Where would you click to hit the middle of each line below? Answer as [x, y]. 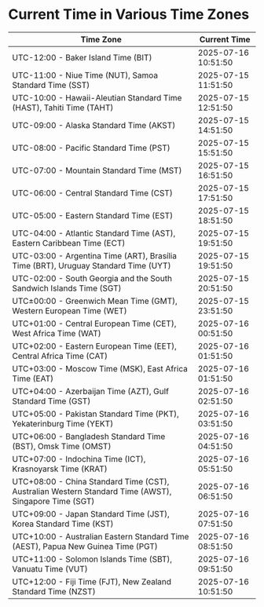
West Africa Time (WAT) [57, 333]
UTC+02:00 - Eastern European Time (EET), [94, 346]
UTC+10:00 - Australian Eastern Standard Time [101, 536]
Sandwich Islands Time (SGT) [67, 288]
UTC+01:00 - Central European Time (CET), [94, 324]
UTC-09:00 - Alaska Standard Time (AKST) [94, 125]
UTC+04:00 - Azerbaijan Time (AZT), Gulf [90, 391]
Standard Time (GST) [51, 400]
